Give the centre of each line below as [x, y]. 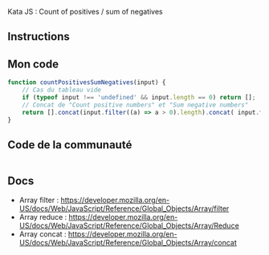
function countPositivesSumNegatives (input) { [87, 83]
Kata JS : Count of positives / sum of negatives [85, 12]
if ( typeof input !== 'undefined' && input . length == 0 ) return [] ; [139, 97]
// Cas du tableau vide [62, 90]
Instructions [39, 36]
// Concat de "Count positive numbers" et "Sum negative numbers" [135, 105]
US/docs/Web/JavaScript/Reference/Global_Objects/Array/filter [124, 208]
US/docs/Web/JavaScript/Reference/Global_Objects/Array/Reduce [129, 226]
